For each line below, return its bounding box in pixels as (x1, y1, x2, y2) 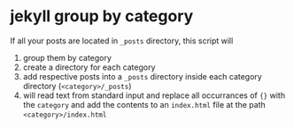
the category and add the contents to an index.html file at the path (22, 99, 267, 109)
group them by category (22, 52, 112, 63)
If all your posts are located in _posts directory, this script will (10, 35, 234, 46)
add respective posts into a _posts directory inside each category (22, 71, 262, 81)
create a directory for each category (22, 62, 156, 72)
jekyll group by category (10, 6, 194, 26)
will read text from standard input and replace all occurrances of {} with (22, 90, 286, 101)
